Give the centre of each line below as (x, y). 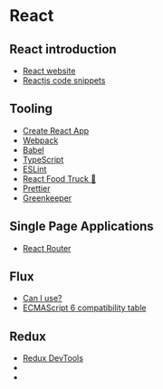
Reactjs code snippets (64, 81)
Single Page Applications (81, 227)
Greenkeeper (47, 198)
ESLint (34, 169)
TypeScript (43, 159)
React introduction (63, 49)
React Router (47, 248)
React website (49, 71)
